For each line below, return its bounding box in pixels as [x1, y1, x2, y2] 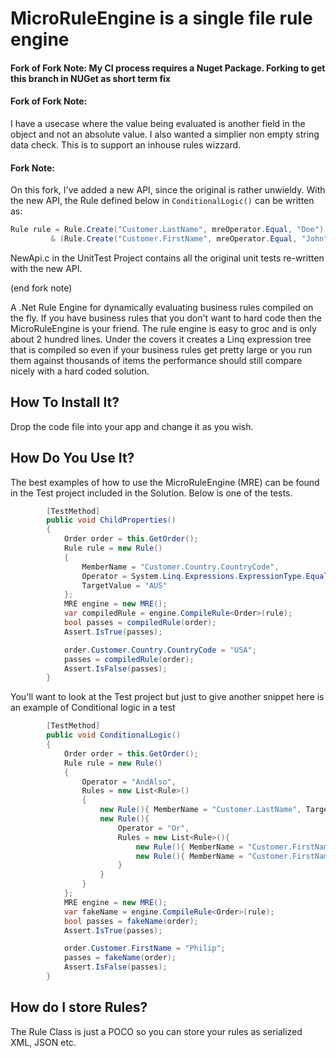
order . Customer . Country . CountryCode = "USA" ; [63, 645, 257, 655]
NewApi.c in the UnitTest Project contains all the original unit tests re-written [10, 252, 325, 264]
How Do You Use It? [10, 450, 135, 467]
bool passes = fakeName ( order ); [63, 916, 199, 926]
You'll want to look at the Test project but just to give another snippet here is [10, 691, 325, 703]
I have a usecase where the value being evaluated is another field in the [10, 117, 306, 129]
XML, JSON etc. [10, 1036, 77, 1048]
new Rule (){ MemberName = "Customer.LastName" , [99, 805, 302, 815]
